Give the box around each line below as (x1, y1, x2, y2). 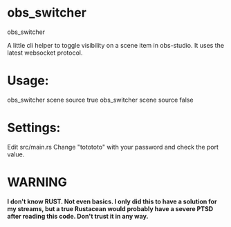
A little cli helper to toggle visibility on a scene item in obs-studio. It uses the (7, 41, 225, 49)
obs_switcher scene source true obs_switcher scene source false (7, 96, 194, 104)
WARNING (7, 174, 67, 190)
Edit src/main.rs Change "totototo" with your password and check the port (7, 143, 219, 151)
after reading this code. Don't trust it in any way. (7, 212, 149, 220)
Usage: (7, 73, 50, 89)
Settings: (7, 120, 61, 136)
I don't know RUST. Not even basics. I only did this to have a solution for (7, 197, 217, 206)
